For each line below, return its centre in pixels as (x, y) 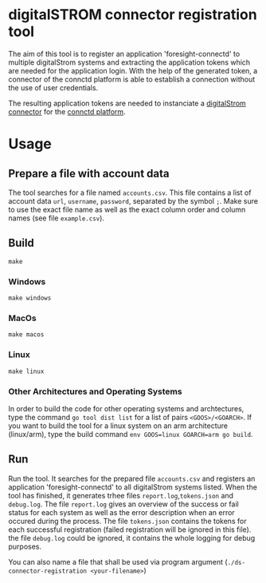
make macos (26, 335)
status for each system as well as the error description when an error (121, 512)
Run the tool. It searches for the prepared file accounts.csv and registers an (132, 478)
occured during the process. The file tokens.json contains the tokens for (127, 521)
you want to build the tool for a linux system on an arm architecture (118, 426)
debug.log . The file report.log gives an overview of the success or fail (123, 504)
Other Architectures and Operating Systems (95, 391)
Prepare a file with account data (89, 173)
